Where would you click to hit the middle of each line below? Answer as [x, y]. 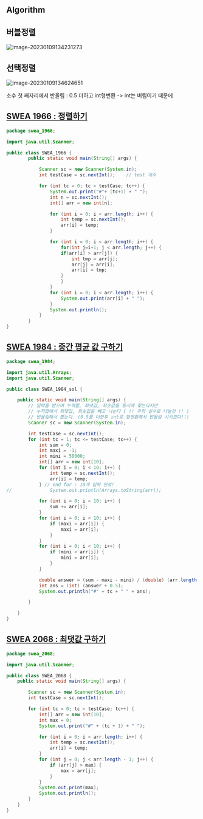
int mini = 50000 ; [62, 456]
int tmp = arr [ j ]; [95, 259]
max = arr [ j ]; [78, 771]
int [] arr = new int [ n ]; [81, 203]
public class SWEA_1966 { [39, 153]
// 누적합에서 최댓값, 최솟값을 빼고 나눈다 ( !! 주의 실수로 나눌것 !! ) [109, 412]
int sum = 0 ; [55, 445]
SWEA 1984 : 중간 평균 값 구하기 [64, 347]
